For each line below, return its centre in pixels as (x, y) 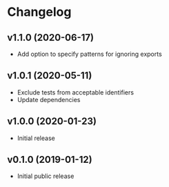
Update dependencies (49, 99)
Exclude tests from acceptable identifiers (76, 92)
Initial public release (46, 176)
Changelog (39, 12)
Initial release (36, 138)
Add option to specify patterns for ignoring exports (89, 54)
